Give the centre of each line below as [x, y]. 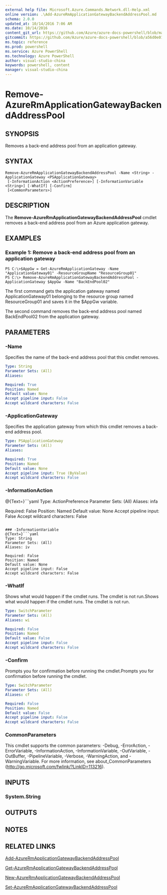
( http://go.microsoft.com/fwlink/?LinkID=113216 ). [55, 767]
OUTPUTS [21, 813]
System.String [23, 797]
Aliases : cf [17, 694]
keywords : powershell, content [38, 65]
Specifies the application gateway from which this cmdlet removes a [75, 427]
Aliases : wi [17, 620]
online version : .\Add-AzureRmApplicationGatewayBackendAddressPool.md [81, 14]
